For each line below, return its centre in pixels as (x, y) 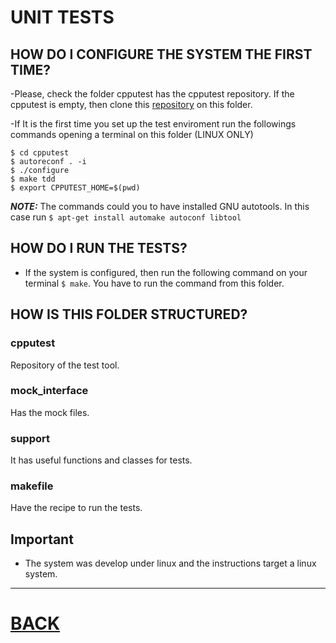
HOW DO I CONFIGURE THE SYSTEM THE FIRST (161, 54)
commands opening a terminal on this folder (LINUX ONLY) (132, 134)
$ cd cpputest (40, 153)
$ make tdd (33, 179)
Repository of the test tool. (65, 365)
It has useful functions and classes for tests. (101, 460)
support (30, 438)
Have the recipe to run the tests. (76, 508)
